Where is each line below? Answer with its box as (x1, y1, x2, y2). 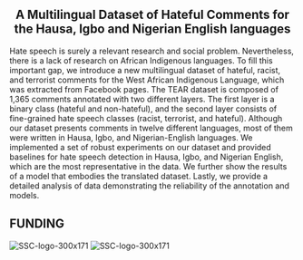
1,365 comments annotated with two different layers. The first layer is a (9, 93, 275, 104)
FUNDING (9, 217, 65, 232)
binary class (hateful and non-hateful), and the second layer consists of (9, 103, 278, 114)
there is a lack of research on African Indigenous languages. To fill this (9, 54, 274, 66)
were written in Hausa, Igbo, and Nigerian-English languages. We (9, 131, 253, 143)
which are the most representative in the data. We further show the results (9, 160, 288, 171)
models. (9, 189, 40, 200)
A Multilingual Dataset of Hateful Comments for (15, 7, 290, 23)
